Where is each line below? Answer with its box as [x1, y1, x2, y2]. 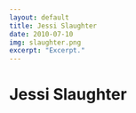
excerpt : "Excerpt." [9, 46, 86, 55]
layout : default [9, 12, 69, 22]
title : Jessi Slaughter [9, 21, 98, 30]
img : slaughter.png [9, 37, 82, 47]
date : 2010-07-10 [9, 29, 74, 38]
